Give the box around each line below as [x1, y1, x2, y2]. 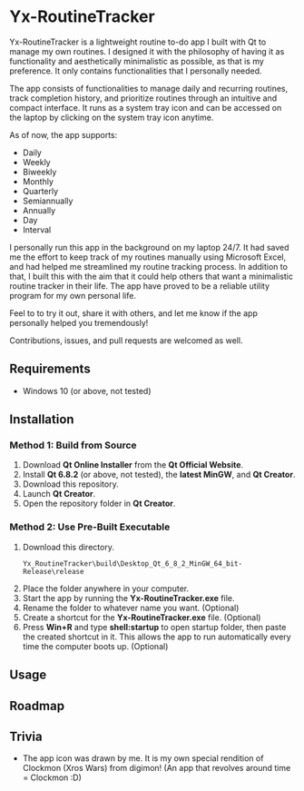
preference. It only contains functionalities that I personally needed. [9, 65, 262, 76]
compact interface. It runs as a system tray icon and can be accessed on [9, 102, 282, 113]
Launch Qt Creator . [22, 489, 96, 499]
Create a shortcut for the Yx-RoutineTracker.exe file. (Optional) [22, 611, 261, 623]
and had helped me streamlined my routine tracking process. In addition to [9, 261, 289, 272]
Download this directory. [22, 541, 115, 552]
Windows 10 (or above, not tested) [22, 385, 152, 396]
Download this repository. [22, 479, 120, 489]
